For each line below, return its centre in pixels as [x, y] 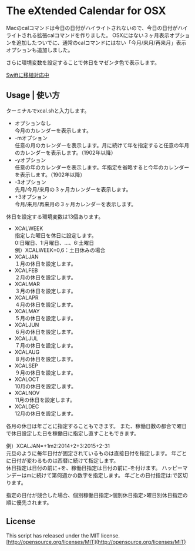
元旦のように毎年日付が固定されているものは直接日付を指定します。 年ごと [97, 453]
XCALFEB [26, 270]
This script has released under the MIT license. [63, 535]
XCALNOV [27, 393]
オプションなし [33, 123]
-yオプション [30, 160]
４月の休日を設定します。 [45, 304]
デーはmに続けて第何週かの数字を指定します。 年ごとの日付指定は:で [94, 475]
